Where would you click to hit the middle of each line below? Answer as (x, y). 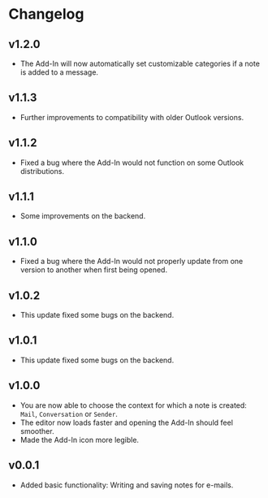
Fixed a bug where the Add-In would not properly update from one (132, 262)
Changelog (46, 14)
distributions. (42, 171)
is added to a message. (59, 72)
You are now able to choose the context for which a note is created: (134, 405)
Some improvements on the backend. (83, 216)
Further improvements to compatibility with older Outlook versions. (132, 117)
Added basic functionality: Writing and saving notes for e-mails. (127, 485)
